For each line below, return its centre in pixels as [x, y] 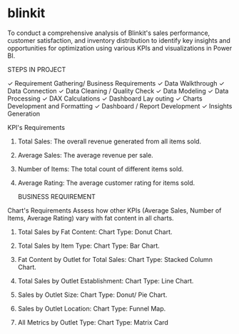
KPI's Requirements [36, 127]
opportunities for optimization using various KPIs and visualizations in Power [120, 48]
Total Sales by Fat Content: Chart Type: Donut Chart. [95, 232]
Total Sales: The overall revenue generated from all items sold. [110, 141]
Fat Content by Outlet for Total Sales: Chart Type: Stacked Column [115, 259]
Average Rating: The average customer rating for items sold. [106, 183]
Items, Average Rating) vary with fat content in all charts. [91, 218]
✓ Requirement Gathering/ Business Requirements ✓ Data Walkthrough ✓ [116, 83]
